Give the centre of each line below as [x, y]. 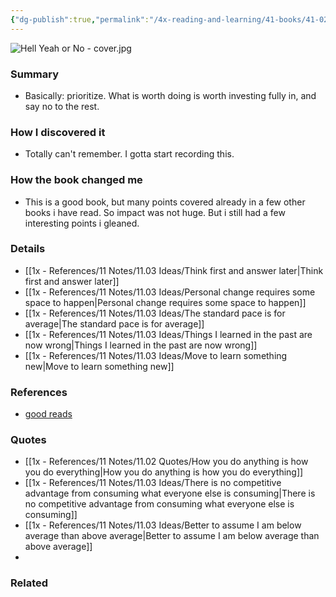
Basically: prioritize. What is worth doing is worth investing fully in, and [170, 95]
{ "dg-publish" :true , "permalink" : [80, 19]
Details [28, 249]
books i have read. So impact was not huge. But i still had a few [155, 212]
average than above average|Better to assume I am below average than [172, 536]
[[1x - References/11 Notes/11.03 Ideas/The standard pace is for [155, 313]
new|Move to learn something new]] [99, 366]
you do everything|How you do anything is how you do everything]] [164, 472]
